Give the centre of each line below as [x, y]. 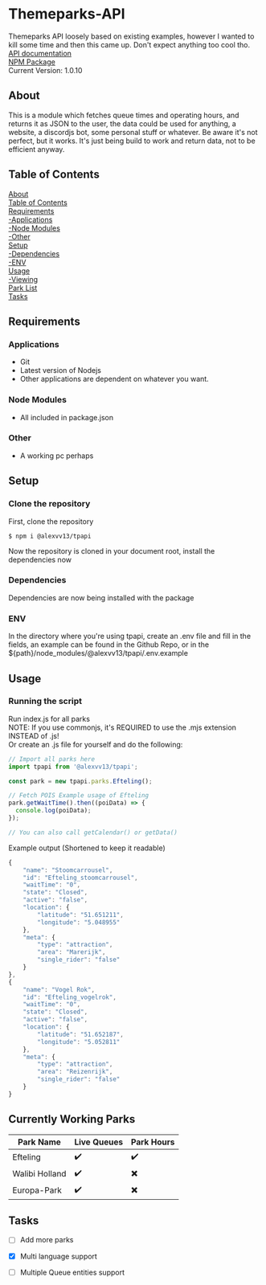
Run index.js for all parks [49, 718]
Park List [23, 288]
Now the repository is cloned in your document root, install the [112, 550]
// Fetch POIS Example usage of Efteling [79, 796]
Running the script [45, 702]
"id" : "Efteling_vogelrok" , [70, 997]
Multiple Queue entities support [72, 1272]
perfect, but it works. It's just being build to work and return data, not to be [132, 141]
